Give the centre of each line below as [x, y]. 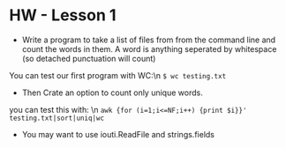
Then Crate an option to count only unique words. [112, 92]
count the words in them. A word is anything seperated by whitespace [149, 48]
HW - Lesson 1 [63, 15]
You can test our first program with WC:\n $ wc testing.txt [118, 75]
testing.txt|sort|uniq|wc [56, 118]
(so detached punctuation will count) [89, 58]
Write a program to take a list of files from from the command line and [149, 40]
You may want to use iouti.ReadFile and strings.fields [118, 134]
